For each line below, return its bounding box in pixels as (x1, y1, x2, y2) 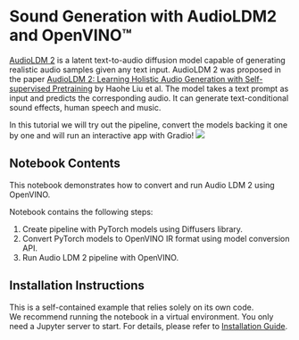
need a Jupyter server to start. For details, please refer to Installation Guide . (9, 320, 288, 331)
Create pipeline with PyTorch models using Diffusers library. (21, 223, 244, 234)
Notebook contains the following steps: (9, 206, 154, 217)
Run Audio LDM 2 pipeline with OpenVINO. (21, 252, 179, 262)
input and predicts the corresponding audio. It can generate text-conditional (9, 92, 289, 104)
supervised (9, 83, 51, 94)
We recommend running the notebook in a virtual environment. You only (9, 311, 274, 322)
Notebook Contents (9, 156, 120, 171)
